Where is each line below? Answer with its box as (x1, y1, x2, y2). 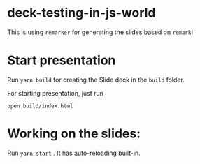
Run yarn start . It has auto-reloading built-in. (7, 149, 141, 157)
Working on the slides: (7, 126, 141, 142)
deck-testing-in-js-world (7, 5, 156, 21)
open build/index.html (7, 103, 73, 110)
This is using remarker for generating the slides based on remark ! (7, 28, 194, 36)
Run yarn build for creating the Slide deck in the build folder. (7, 75, 185, 84)
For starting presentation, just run (7, 89, 103, 97)
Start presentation (7, 52, 116, 68)
